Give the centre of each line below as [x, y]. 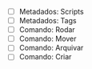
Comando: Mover [48, 39]
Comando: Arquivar [51, 48]
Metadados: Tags [48, 21]
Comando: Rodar [47, 30]
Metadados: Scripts [52, 12]
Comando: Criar [45, 57]
